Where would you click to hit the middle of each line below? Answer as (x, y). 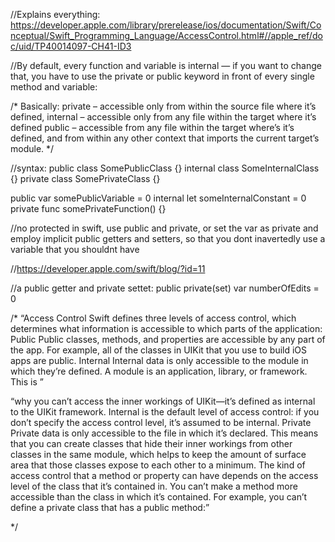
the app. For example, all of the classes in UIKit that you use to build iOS (159, 350)
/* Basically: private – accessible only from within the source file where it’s (163, 106)
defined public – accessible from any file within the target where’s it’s (152, 127)
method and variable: (54, 87)
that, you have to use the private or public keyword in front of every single (162, 76)
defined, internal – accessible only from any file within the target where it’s (163, 117)
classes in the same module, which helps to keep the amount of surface (158, 454)
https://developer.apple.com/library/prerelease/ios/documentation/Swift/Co (166, 25)
